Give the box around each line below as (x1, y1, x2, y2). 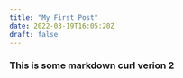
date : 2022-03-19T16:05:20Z (9, 22, 115, 30)
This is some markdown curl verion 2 (9, 59, 175, 72)
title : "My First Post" (9, 13, 99, 22)
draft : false (9, 30, 59, 39)
